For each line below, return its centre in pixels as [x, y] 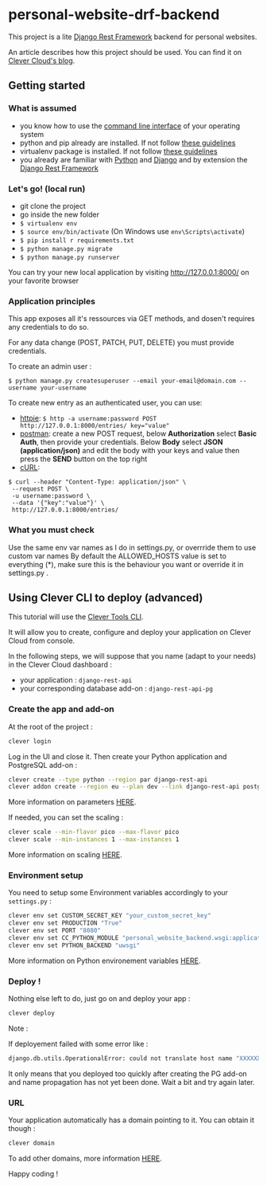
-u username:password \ [51, 496]
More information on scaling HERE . [66, 855]
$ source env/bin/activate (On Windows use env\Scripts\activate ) [132, 231]
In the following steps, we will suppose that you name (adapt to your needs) [132, 656]
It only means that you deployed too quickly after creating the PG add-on [128, 1074]
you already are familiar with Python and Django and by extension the [133, 159]
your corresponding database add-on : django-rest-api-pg [116, 689]
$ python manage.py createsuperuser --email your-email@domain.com [122, 381]
